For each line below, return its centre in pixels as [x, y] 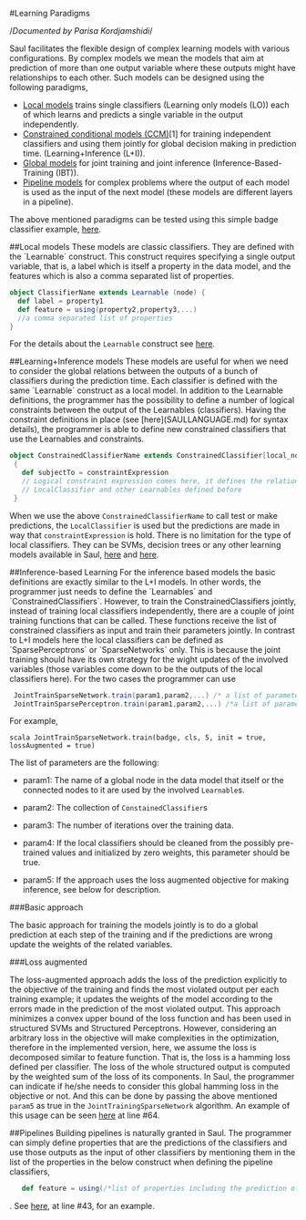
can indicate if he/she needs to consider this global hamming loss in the [144, 1086]
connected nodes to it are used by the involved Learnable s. [133, 790]
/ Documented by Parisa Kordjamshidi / [81, 31]
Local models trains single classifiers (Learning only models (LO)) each [156, 105]
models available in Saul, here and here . [84, 554]
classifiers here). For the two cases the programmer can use [123, 678]
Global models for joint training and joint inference [117, 163]
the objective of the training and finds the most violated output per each [144, 989]
